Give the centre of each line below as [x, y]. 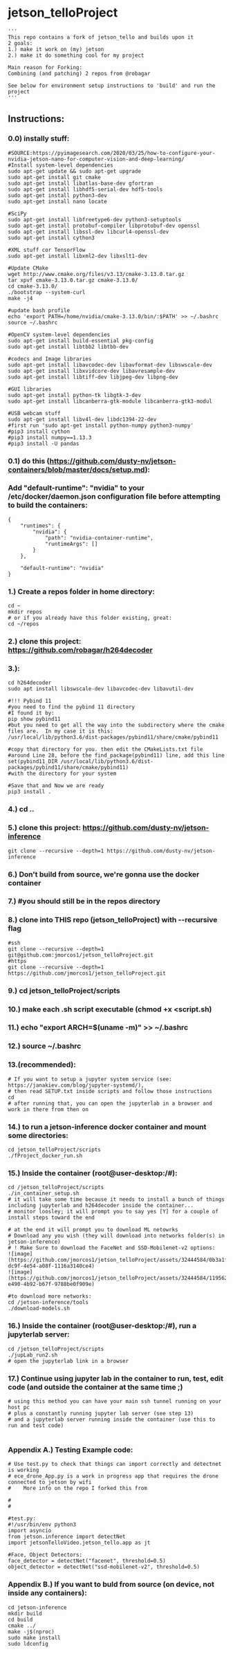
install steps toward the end [52, 1218]
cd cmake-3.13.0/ [33, 286]
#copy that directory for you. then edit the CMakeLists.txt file [105, 750]
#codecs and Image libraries [50, 359]
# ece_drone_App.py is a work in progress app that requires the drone [113, 1476]
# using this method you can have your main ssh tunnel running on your [115, 1401]
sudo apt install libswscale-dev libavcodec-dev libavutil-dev [101, 689]
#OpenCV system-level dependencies [59, 334]
